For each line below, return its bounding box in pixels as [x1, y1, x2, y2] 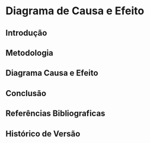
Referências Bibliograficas [5, 109, 106, 119]
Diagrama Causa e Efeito [5, 68, 98, 78]
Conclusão [5, 88, 47, 98]
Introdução [5, 28, 47, 38]
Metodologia [5, 47, 54, 58]
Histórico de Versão [5, 129, 81, 139]
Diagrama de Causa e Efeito [5, 4, 145, 18]
